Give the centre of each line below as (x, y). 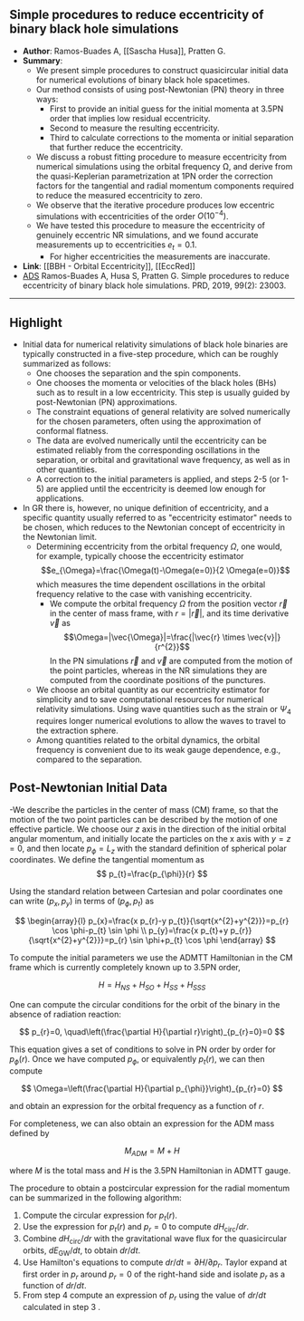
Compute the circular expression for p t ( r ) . (100, 1216)
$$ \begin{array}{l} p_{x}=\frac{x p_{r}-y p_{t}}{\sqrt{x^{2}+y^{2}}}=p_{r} (152, 921)
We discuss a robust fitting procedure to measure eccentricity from (161, 157)
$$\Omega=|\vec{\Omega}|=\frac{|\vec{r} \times (155, 637)
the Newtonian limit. (60, 537)
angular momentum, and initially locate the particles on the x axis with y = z (150, 838)
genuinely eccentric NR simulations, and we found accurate (147, 236)
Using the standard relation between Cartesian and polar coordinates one (146, 892)
